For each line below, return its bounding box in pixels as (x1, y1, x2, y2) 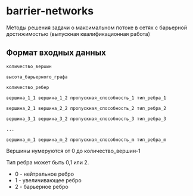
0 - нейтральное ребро (14, 170, 74, 177)
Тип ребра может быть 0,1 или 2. (6, 158, 89, 166)
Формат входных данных (6, 48, 106, 58)
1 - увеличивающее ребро (14, 176, 82, 183)
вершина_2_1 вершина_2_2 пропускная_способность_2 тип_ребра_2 (6, 105, 167, 111)
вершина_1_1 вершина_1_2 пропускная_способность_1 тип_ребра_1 (6, 94, 167, 101)
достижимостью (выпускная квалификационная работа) (6, 30, 151, 37)
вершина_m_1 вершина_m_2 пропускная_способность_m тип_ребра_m (6, 136, 167, 143)
